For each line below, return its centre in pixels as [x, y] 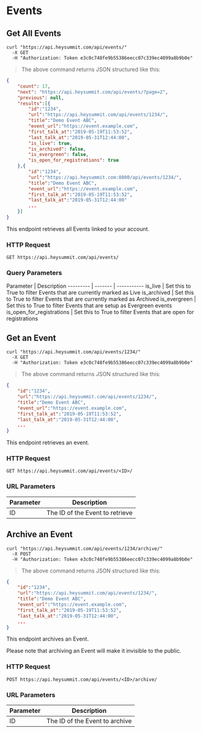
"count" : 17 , [34, 86]
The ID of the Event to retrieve [89, 513]
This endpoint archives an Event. [47, 639]
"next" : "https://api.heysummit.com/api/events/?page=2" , [93, 92]
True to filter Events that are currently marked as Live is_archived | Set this [100, 293]
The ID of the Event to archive [89, 721]
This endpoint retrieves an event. [48, 443]
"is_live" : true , [50, 143]
